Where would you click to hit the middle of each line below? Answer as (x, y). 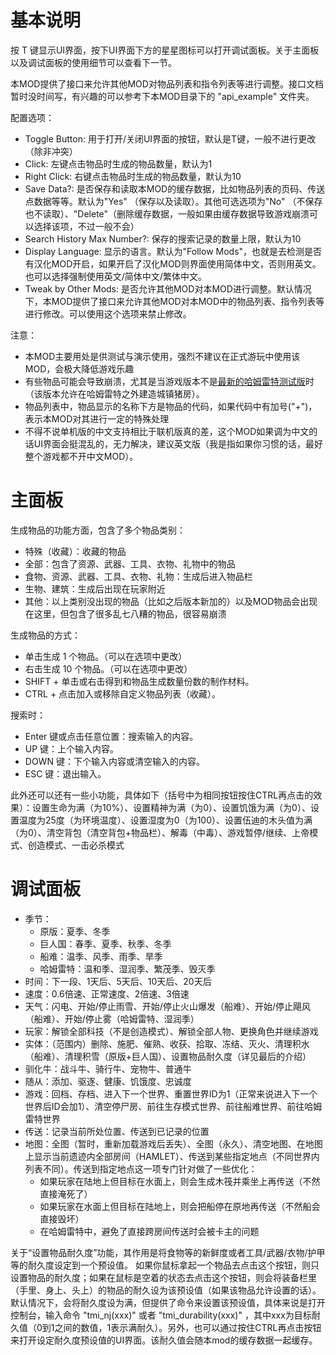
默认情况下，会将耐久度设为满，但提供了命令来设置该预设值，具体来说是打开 (168, 1302)
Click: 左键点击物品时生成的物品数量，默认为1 (118, 163)
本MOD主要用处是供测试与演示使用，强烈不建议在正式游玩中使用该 (162, 356)
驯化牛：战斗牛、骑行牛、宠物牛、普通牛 (108, 1068)
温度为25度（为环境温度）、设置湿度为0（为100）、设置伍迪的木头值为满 (165, 820)
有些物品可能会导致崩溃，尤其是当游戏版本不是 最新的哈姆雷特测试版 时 (169, 381)
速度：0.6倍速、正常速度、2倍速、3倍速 (107, 993)
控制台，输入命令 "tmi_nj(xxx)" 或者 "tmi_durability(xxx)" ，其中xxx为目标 (161, 1315)
